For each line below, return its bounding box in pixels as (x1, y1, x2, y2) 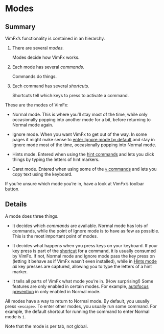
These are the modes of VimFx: (5, 102, 69, 108)
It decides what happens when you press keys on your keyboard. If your (12, 242, 158, 248)
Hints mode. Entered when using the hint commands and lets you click (12, 152, 154, 157)
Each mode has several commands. (12, 64, 85, 70)
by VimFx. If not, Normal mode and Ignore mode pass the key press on (12, 253, 155, 259)
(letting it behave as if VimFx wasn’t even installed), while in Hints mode (12, 258, 157, 264)
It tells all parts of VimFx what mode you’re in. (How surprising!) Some (12, 278, 154, 284)
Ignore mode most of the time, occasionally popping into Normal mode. (12, 142, 157, 148)
